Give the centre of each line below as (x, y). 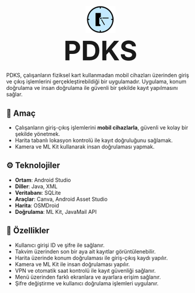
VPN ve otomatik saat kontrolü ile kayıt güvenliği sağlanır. (85, 270)
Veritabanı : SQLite (38, 192)
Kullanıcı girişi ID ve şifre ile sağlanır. (60, 245)
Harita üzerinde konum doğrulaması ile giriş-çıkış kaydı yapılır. (91, 258)
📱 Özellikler (28, 231)
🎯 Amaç (21, 113)
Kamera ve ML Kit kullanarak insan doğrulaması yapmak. (85, 146)
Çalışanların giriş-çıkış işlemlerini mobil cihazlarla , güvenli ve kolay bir (101, 127)
